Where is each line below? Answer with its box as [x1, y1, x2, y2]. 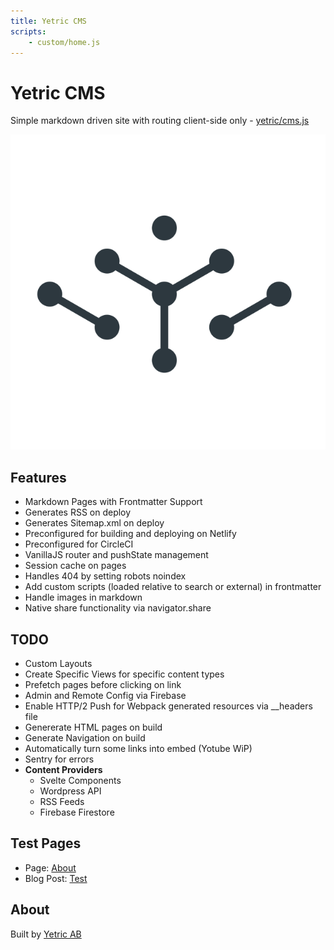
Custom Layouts [24, 657, 93, 669]
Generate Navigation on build [24, 731, 146, 744]
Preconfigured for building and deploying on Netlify [24, 528, 237, 540]
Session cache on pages [24, 560, 127, 572]
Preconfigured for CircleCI [24, 538, 134, 550]
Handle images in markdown [24, 591, 143, 604]
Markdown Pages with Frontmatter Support [24, 496, 203, 508]
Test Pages [10, 835, 82, 852]
